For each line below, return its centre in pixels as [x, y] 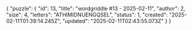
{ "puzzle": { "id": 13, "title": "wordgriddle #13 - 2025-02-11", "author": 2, [96, 9]
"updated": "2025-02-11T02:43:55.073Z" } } [117, 21]
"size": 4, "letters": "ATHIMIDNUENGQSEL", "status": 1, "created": [87, 15]
